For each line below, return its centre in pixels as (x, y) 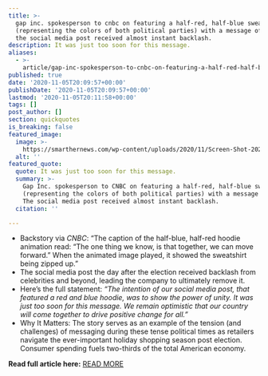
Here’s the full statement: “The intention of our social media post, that (134, 289)
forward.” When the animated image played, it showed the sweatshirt (133, 255)
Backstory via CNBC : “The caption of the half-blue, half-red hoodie (130, 238)
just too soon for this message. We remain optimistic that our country (134, 306)
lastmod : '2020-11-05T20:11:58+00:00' (73, 97)
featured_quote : (35, 164)
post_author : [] (35, 113)
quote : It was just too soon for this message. (96, 172)
